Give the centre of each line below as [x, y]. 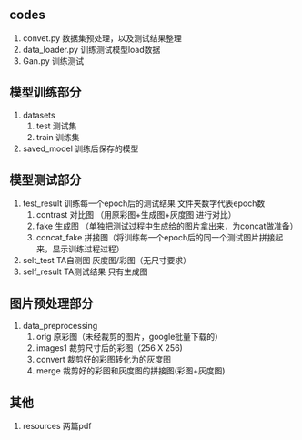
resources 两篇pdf [57, 426]
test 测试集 [56, 126]
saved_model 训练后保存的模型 [81, 148]
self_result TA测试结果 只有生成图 [85, 271]
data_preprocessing [60, 326]
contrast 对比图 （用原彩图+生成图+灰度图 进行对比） [136, 215]
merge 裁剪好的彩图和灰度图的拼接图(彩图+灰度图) [131, 371]
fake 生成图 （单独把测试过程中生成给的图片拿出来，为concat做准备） [167, 226]
